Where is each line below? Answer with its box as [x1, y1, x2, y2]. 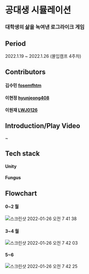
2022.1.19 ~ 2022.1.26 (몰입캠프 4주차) [5, 53, 82, 59]
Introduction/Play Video [5, 122, 81, 130]
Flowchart [5, 189, 37, 197]
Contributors [5, 68, 46, 76]
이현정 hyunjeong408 [5, 95, 49, 101]
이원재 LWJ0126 [5, 107, 38, 113]
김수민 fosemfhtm [5, 82, 42, 88]
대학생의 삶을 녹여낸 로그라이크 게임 [5, 23, 85, 30]
